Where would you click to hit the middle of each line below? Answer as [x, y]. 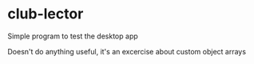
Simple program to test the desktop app [73, 36]
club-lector [46, 14]
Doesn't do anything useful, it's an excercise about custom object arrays [127, 51]
